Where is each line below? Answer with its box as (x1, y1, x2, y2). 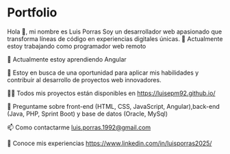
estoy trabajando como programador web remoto (7, 42, 146, 50)
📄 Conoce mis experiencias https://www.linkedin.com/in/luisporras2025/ (7, 139, 212, 147)
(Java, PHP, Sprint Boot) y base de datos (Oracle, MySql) (7, 110, 168, 118)
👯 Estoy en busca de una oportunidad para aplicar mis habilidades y (7, 68, 199, 77)
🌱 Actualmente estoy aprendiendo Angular (7, 55, 127, 63)
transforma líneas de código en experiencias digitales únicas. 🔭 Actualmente (7, 34, 223, 42)
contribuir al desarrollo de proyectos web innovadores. (7, 75, 162, 84)
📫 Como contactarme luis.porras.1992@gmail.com (7, 123, 151, 131)
